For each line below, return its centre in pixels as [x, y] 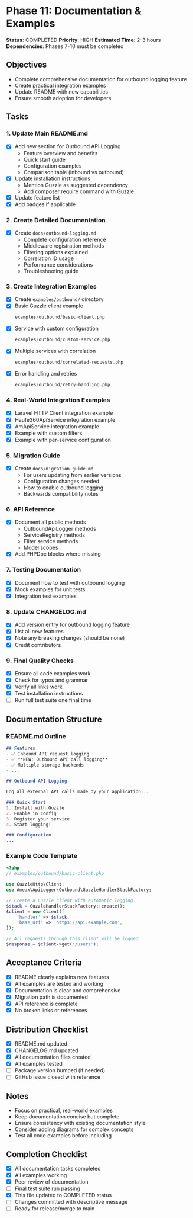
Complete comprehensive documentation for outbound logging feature [101, 79]
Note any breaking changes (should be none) [70, 638]
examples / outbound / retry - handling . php [62, 385]
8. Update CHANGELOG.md [46, 611]
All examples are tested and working [59, 983]
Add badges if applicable [45, 204]
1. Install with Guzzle [35, 808]
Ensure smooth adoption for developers [63, 98]
